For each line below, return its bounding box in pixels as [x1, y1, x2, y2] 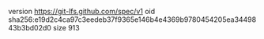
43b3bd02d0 [8, 23, 51, 32]
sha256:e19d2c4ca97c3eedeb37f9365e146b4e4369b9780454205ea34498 [8, 15, 257, 24]
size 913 [52, 23, 81, 32]
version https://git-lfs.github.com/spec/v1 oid [8, 7, 156, 16]
